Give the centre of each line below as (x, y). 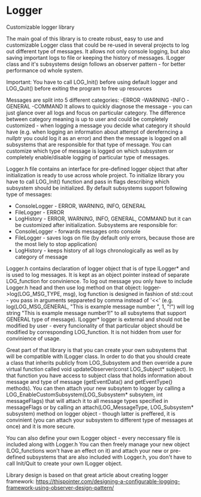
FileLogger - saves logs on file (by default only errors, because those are (105, 238)
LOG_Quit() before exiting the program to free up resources (79, 88)
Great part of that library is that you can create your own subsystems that (97, 350)
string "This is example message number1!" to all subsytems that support (96, 313)
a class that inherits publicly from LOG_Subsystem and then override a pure (99, 362)
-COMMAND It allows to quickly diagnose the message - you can (112, 106)
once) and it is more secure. (41, 426)
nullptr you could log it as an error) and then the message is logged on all (96, 138)
